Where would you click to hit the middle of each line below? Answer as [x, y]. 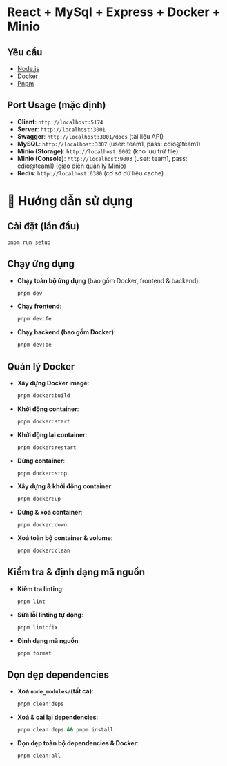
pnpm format [34, 653]
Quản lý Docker [41, 366]
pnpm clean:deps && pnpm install [65, 730]
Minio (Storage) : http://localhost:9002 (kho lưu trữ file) [98, 151]
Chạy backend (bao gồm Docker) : [66, 332]
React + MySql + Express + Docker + [114, 12]
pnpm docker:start [43, 421]
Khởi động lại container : [52, 434]
